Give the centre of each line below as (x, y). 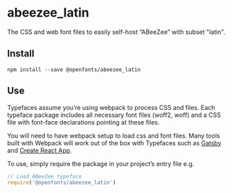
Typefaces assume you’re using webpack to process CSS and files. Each (111, 107)
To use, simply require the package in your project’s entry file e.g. (101, 163)
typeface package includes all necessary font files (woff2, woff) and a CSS (114, 115)
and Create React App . (39, 150)
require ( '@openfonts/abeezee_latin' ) (62, 183)
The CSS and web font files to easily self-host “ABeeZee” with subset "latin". (116, 32)
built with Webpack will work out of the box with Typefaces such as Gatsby (114, 143)
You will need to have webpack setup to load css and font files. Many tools (114, 136)
